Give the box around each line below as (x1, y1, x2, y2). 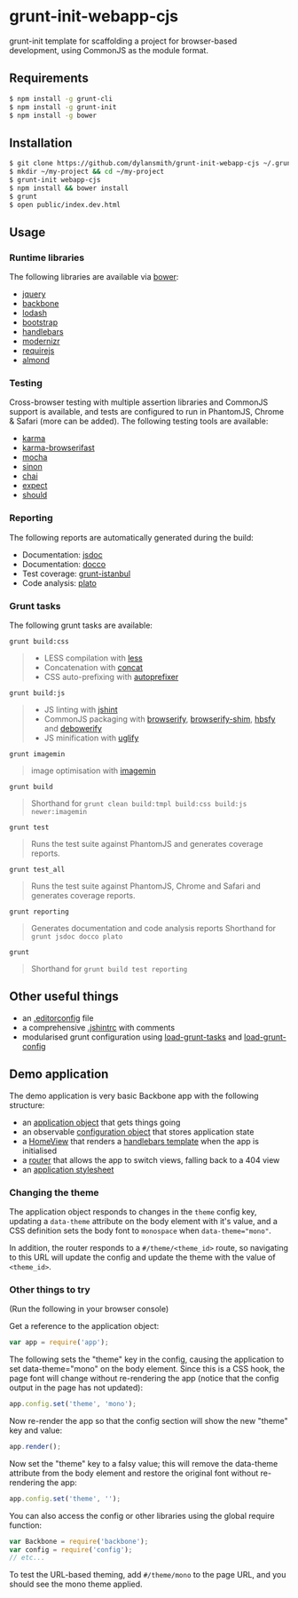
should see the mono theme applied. (9, 1578, 144, 1590)
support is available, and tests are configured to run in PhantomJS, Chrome (9, 407, 285, 417)
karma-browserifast (21, 442, 95, 454)
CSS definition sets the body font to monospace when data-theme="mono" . (9, 1225, 272, 1236)
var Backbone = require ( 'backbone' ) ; (9, 1537, 149, 1546)
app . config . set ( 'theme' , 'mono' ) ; (9, 1400, 137, 1409)
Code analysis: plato (21, 577, 98, 588)
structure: (9, 1099, 45, 1111)
